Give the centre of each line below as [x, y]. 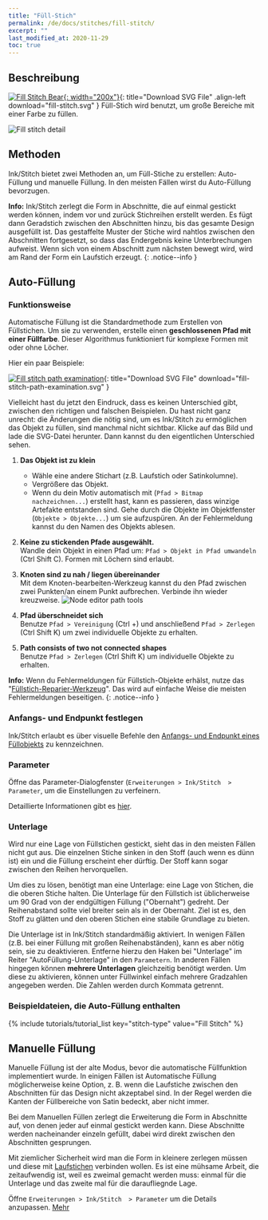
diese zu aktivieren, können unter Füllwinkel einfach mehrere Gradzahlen [128, 977]
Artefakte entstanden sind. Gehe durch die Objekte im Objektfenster [144, 510]
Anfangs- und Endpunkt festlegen [76, 718]
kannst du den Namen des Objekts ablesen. [103, 527]
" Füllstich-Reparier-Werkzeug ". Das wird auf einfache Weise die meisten [127, 689]
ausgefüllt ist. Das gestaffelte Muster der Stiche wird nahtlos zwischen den [132, 232]
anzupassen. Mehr [39, 1207]
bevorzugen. [29, 190]
